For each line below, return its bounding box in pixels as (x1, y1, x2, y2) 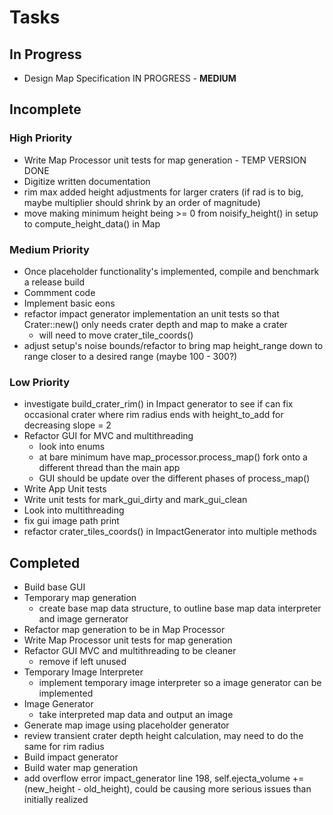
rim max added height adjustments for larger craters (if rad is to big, (23, 186, 304, 198)
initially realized (23, 794, 89, 806)
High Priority (9, 131, 73, 145)
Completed (9, 554, 81, 571)
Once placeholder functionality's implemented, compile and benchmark (23, 265, 320, 277)
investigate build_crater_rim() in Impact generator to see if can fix (23, 398, 294, 410)
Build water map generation (23, 762, 139, 774)
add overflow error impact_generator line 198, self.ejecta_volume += (23, 772, 305, 785)
